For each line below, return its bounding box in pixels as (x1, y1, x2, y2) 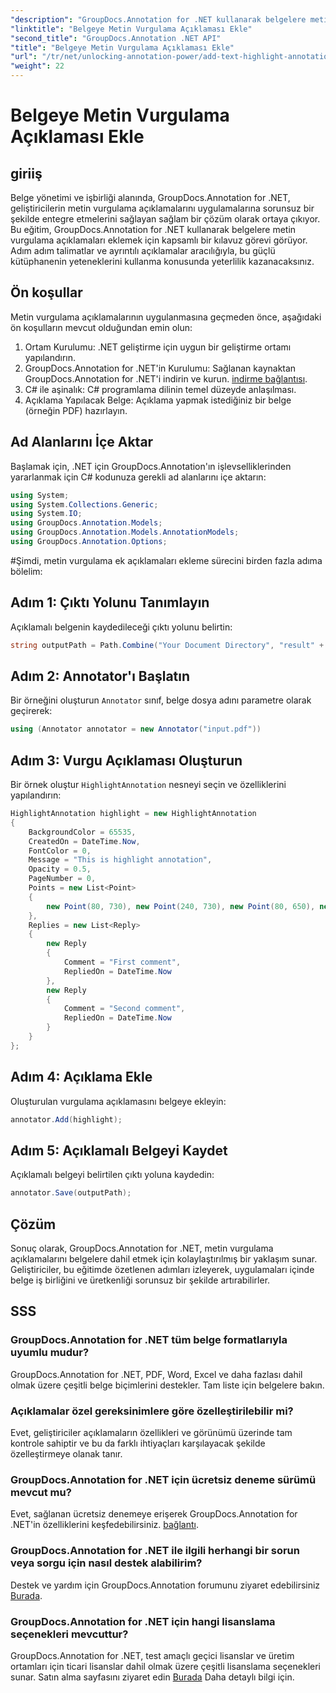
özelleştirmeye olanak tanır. (10, 1447, 123, 1460)
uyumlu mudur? (10, 1346, 90, 1360)
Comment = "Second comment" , (63, 1004, 186, 1014)
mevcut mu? (10, 1485, 72, 1499)
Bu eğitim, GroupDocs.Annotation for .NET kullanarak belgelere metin (10, 224, 297, 235)
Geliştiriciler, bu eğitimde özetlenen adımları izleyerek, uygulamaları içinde (10, 1264, 315, 1275)
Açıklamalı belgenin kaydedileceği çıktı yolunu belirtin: (10, 621, 233, 633)
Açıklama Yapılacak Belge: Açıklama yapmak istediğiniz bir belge (24, 394, 292, 406)
